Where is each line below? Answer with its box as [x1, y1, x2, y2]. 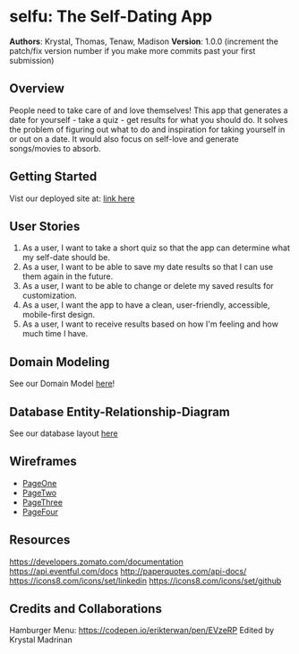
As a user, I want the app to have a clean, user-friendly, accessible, [21, 300, 270, 310]
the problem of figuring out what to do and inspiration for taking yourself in [9, 124, 286, 135]
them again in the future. [21, 271, 114, 282]
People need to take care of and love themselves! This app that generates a [9, 105, 288, 116]
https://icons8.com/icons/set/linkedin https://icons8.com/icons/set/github [9, 575, 282, 586]
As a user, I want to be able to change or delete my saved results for [21, 281, 275, 292]
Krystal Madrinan [9, 634, 73, 645]
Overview [9, 81, 65, 96]
